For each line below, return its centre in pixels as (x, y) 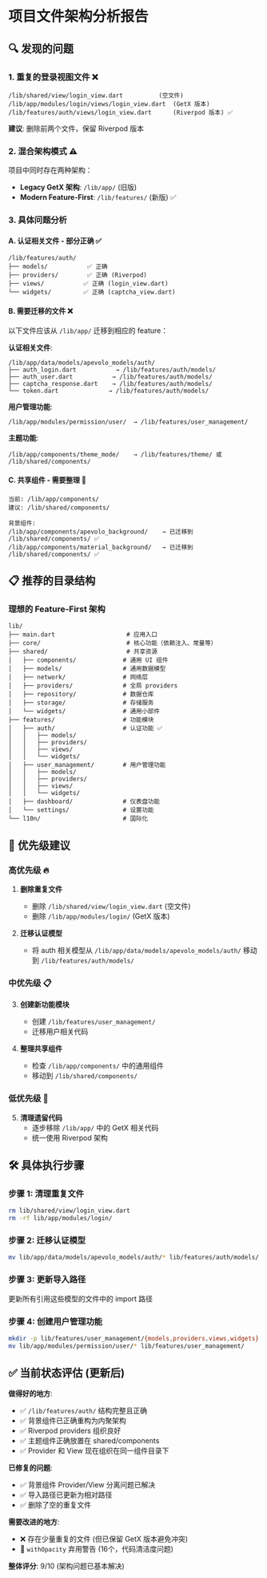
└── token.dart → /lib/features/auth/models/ (109, 391)
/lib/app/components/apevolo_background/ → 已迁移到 (101, 531)
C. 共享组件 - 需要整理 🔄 (47, 480)
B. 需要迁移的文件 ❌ (41, 310)
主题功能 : (24, 437)
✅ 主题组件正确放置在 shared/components (90, 1441)
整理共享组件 (41, 1049)
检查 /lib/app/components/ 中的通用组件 (98, 1066)
